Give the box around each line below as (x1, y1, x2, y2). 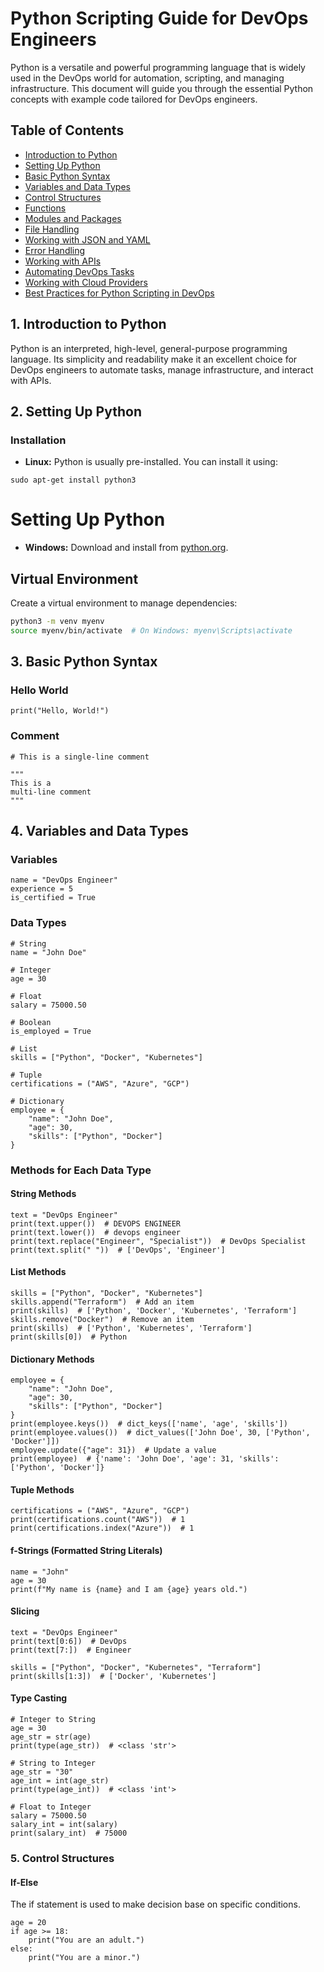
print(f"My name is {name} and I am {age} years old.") (10, 1584, 248, 1594)
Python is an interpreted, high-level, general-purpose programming (10, 342, 288, 354)
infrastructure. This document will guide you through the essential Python (10, 82, 314, 94)
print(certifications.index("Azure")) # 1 (10, 1523, 195, 1534)
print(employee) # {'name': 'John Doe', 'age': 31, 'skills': (10, 1454, 280, 1464)
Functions (24, 202, 67, 214)
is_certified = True (10, 893, 97, 903)
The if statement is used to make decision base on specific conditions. (10, 1898, 301, 1911)
